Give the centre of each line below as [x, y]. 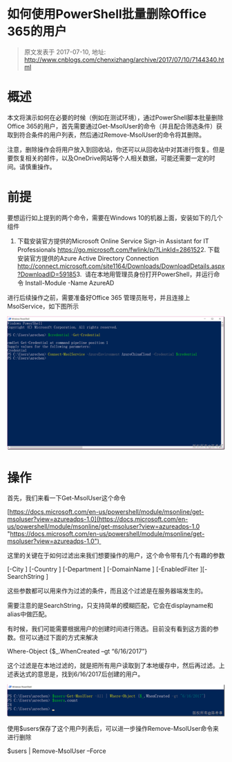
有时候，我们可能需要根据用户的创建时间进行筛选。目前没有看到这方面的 [110, 629]
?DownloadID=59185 [47, 274]
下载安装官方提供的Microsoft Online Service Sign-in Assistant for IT [113, 241]
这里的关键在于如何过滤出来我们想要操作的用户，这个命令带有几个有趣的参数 [116, 555]
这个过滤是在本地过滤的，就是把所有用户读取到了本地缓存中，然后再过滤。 [113, 666]
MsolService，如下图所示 [43, 306]
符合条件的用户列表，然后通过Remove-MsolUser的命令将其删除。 [112, 135]
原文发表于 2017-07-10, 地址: [65, 52]
